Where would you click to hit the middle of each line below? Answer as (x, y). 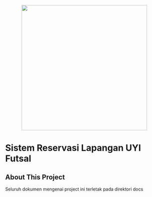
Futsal (18, 159)
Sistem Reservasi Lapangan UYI (73, 148)
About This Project (35, 177)
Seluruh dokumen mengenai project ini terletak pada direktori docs (74, 189)
